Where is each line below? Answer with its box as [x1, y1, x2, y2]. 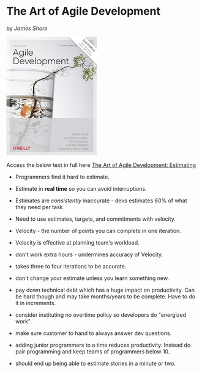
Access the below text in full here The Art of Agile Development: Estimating [6, 161, 196, 169]
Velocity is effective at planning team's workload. [15, 238, 140, 246]
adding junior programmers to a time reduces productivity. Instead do [15, 341, 191, 349]
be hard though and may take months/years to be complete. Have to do [15, 292, 196, 300]
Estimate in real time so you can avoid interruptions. [15, 185, 147, 192]
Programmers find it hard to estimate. [15, 173, 110, 180]
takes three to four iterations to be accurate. [15, 262, 127, 270]
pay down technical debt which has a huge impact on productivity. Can [15, 286, 195, 294]
